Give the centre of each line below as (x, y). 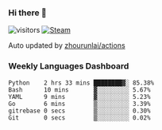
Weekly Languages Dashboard (69, 66)
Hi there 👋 (28, 13)
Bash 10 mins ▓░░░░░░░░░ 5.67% (79, 90)
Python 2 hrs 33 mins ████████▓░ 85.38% (81, 83)
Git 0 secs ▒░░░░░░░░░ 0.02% (79, 118)
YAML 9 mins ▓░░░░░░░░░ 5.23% (79, 97)
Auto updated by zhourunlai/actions (67, 45)
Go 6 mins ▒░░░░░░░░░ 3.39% (79, 104)
